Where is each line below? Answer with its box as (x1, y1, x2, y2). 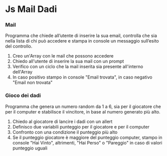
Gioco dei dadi (5, 92, 41, 99)
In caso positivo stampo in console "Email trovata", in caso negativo (12, 74, 152, 80)
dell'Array (12, 69, 33, 75)
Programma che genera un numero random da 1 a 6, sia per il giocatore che (5, 103, 161, 109)
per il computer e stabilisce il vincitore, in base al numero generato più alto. (5, 108, 160, 114)
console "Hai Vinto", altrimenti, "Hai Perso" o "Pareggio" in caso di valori (12, 139, 162, 145)
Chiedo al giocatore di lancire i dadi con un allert (12, 118, 113, 124)
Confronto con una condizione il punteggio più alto (12, 129, 118, 135)
